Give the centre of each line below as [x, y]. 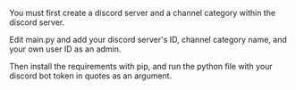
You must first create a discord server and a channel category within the [142, 13]
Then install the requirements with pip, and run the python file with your [141, 66]
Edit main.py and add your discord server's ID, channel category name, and [148, 40]
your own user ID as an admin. [65, 49]
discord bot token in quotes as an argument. [91, 76]
